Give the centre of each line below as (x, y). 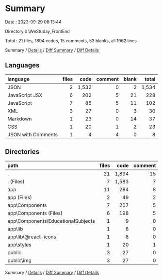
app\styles (19, 245)
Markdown (20, 118)
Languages (22, 65)
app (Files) (20, 197)
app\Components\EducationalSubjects (51, 221)
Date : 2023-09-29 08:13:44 (33, 22)
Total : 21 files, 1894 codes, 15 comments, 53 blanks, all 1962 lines (71, 41)
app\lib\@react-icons (32, 237)
